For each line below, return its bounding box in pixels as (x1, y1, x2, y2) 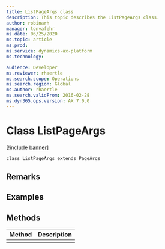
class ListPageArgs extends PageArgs (6, 155, 101, 161)
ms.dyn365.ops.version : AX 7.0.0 (6, 98, 90, 104)
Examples (6, 192, 44, 202)
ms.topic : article (6, 37, 52, 43)
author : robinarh (6, 20, 50, 26)
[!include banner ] (6, 144, 49, 151)
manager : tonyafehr (6, 25, 55, 32)
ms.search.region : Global (6, 81, 71, 87)
